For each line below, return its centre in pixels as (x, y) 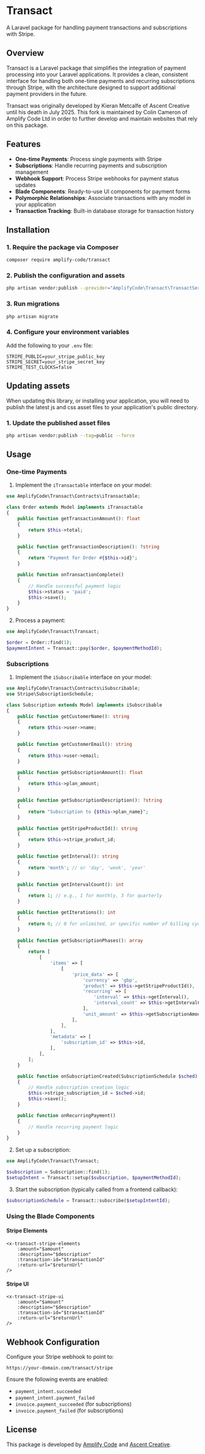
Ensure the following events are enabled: (57, 1379)
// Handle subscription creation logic (79, 1087)
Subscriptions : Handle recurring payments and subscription (91, 165)
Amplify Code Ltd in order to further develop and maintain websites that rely (102, 118)
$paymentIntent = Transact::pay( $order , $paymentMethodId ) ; (85, 648)
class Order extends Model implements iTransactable (75, 507)
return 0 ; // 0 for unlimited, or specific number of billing (109, 924)
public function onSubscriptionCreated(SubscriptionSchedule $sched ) (108, 1076)
